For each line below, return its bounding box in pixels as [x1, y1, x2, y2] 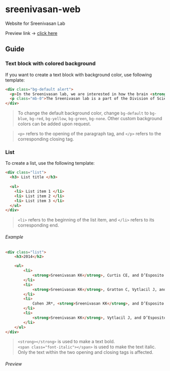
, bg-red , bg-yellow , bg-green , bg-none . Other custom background [27, 116, 162, 122]
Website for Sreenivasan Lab [5, 20, 65, 26]
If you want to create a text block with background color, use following [5, 71, 152, 78]
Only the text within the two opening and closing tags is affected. [17, 349, 153, 355]
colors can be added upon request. [17, 121, 91, 127]
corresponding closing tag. [17, 136, 74, 142]
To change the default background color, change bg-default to [17, 110, 149, 116]
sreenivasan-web [5, 4, 81, 15]
